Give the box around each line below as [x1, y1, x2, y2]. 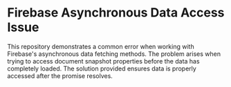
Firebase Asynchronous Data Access [7, 5, 225, 21]
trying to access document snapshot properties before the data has [7, 57, 200, 65]
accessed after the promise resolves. [7, 71, 113, 80]
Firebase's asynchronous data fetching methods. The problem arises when [7, 50, 221, 58]
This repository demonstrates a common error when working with [7, 42, 195, 50]
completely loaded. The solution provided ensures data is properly [7, 64, 197, 72]
